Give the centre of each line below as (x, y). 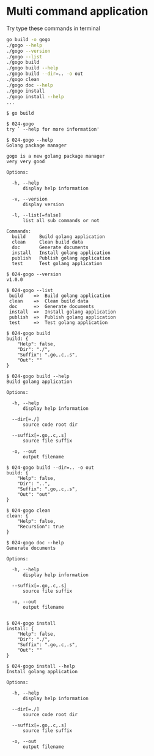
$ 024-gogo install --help (41, 666)
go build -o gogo (28, 39)
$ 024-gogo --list (30, 291)
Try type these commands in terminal (53, 28)
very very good (26, 162)
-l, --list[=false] (37, 215)
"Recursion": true (41, 527)
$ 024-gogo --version (34, 274)
